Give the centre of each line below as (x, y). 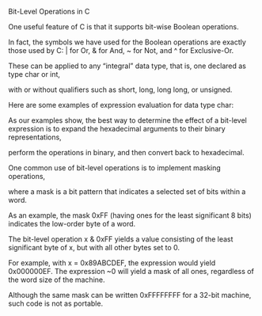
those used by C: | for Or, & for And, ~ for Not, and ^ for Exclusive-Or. (121, 50)
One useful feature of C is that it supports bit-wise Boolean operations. (123, 27)
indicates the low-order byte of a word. (72, 224)
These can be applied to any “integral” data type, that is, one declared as (127, 66)
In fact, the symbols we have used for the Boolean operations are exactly (127, 42)
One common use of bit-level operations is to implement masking (115, 168)
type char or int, (34, 74)
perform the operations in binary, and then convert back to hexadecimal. (127, 152)
